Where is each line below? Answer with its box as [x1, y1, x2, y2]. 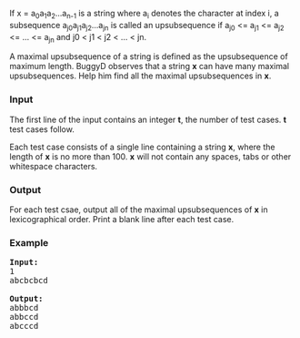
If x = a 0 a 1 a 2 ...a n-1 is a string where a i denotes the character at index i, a [9, 8, 279, 21]
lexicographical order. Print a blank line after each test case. [9, 213, 235, 224]
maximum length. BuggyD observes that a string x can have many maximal [9, 61, 289, 72]
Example [9, 236, 49, 249]
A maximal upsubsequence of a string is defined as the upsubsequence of [9, 51, 288, 62]
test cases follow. [9, 123, 75, 135]
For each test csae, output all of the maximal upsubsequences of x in [9, 204, 268, 215]
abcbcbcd [9, 275, 48, 286]
